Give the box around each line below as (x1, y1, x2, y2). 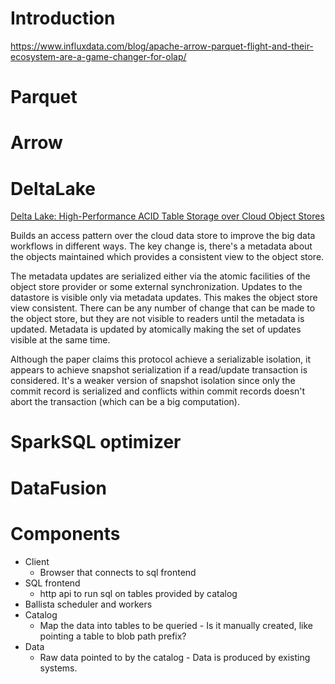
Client (24, 555, 50, 567)
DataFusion (10, 477, 107, 499)
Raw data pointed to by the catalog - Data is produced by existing (39, 651, 311, 663)
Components (10, 522, 121, 545)
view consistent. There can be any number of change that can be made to (10, 302, 316, 314)
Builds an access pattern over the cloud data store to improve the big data (10, 230, 316, 242)
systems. (39, 662, 78, 674)
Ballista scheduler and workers (24, 598, 153, 610)
